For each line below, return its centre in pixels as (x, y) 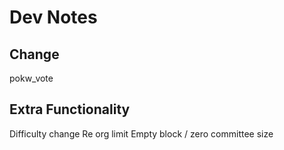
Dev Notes (53, 17)
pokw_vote (31, 78)
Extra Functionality (70, 109)
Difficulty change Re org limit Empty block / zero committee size (141, 133)
